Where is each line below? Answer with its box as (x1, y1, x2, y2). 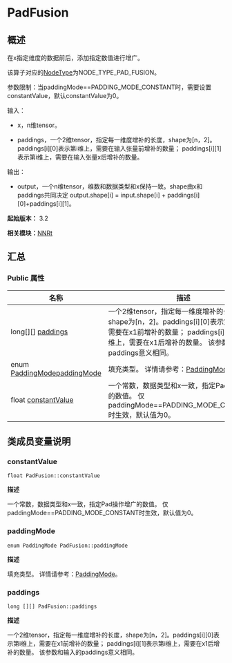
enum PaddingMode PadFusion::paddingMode (7, 542, 128, 549)
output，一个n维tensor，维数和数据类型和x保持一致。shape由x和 (17, 182, 203, 191)
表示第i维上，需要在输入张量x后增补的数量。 (17, 153, 144, 161)
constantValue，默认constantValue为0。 (7, 92, 123, 99)
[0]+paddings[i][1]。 (17, 200, 75, 208)
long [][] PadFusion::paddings (7, 603, 97, 610)
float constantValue (10, 395, 74, 405)
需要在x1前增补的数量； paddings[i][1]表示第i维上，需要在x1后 (39, 639, 214, 647)
